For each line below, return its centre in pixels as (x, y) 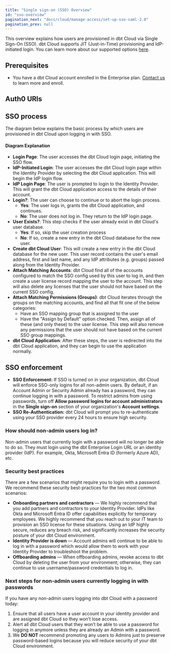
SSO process (26, 116)
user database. (28, 227)
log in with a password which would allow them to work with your (81, 546)
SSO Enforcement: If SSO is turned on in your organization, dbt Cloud (86, 380)
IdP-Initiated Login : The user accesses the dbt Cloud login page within (87, 168)
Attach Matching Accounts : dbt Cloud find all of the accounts (78, 271)
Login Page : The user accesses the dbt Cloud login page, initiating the (86, 157)
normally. (22, 351)
